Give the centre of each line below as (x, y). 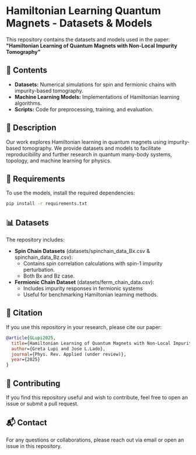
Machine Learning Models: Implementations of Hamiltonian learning (97, 97)
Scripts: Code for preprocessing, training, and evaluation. (84, 109)
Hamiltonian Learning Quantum (84, 11)
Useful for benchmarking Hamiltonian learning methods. (91, 295)
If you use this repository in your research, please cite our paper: (84, 327)
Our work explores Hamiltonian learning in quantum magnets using (86, 142)
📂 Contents (27, 71)
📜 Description (31, 128)
